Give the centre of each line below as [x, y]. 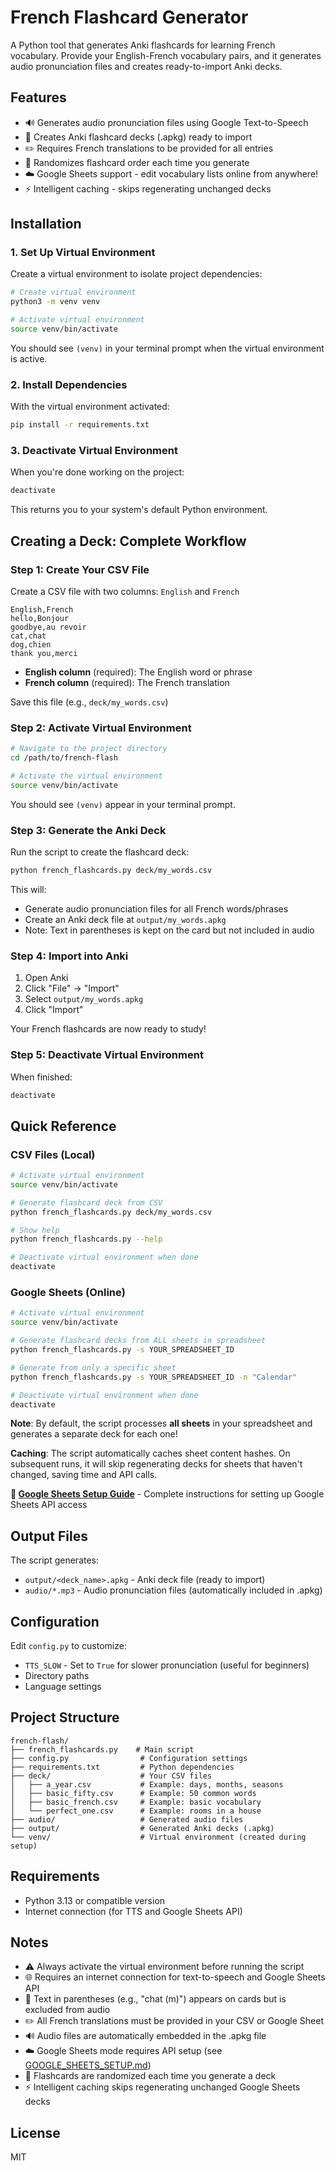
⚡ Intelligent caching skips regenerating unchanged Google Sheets [162, 2087]
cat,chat [28, 636]
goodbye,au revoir [48, 627]
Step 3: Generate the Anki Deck [88, 830]
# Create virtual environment [73, 292]
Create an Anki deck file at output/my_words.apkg [125, 919]
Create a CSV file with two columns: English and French [125, 591]
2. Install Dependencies [69, 384]
